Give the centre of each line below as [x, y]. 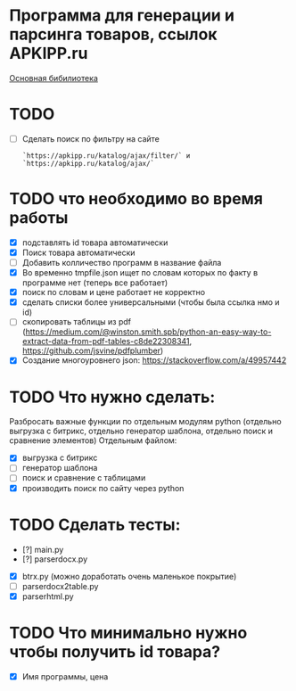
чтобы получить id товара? [115, 651]
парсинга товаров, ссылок [113, 34]
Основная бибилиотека [53, 78]
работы [39, 218]
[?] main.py [43, 549]
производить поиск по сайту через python [103, 488]
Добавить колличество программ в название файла [122, 263]
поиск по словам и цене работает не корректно [114, 292]
